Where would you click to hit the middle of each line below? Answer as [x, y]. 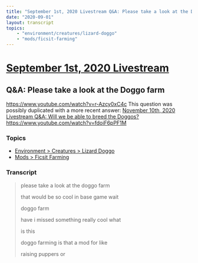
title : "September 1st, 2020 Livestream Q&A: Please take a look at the [97, 11]
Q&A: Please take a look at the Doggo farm [85, 90]
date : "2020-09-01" [30, 17]
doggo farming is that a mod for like [64, 242]
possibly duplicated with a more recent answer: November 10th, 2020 [91, 110]
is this [28, 231]
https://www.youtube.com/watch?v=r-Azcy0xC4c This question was [89, 104]
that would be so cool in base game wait [70, 197]
